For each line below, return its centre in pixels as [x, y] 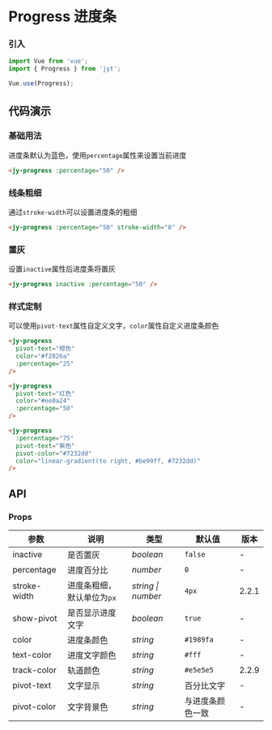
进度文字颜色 [92, 655]
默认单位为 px [92, 597]
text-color [32, 655]
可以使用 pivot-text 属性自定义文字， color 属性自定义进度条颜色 [114, 326]
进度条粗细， [92, 585]
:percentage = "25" [45, 363]
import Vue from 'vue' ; [49, 62]
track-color [34, 670]
